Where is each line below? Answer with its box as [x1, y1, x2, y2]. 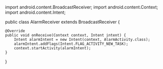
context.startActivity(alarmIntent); [14, 46, 91, 51]
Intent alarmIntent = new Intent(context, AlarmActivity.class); [14, 37, 151, 42]
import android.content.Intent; [5, 9, 66, 15]
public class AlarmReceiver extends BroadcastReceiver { [5, 19, 120, 25]
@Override [5, 29, 26, 34]
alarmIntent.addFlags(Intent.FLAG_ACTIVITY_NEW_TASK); [14, 41, 129, 46]
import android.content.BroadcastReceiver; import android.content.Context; [5, 4, 158, 10]
